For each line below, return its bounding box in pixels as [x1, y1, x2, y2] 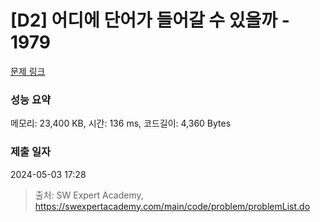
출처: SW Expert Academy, [34, 189, 144, 201]
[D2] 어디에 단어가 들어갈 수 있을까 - [10, 9, 290, 32]
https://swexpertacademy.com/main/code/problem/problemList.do [34, 200, 311, 212]
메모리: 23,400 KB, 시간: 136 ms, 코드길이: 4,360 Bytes [10, 117, 232, 130]
